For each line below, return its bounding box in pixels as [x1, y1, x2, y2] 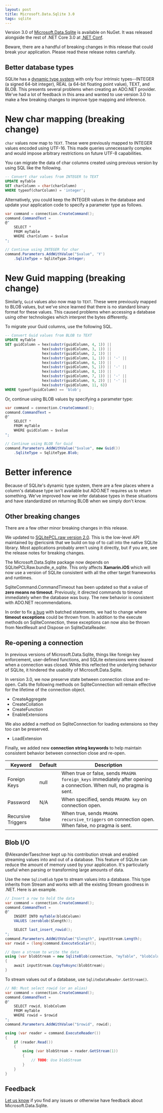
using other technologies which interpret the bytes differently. [5, 314, 129, 320]
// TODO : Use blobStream [31, 1058, 81, 1063]
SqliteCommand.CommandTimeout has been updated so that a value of [5, 584, 148, 590]
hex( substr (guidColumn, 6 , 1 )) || [42, 360, 112, 365]
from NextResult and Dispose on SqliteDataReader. [5, 625, 107, 631]
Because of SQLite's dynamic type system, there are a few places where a [5, 482, 154, 488]
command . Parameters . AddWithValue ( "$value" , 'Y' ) [5, 251, 105, 256]
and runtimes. [5, 575, 33, 581]
